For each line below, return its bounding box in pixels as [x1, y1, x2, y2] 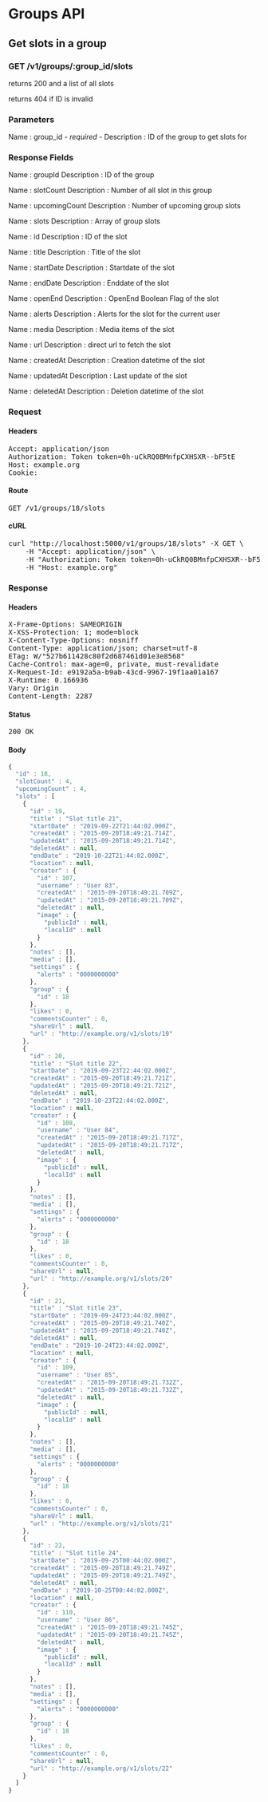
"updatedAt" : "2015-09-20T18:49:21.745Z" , [37, 1630, 183, 1638]
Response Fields [8, 152, 74, 164]
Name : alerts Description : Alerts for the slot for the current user [8, 309, 221, 319]
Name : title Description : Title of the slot [8, 247, 141, 257]
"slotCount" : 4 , [15, 777, 73, 786]
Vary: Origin [8, 684, 60, 693]
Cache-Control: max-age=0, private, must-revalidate [8, 660, 219, 669]
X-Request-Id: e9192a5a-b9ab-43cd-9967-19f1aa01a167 [8, 668, 219, 677]
